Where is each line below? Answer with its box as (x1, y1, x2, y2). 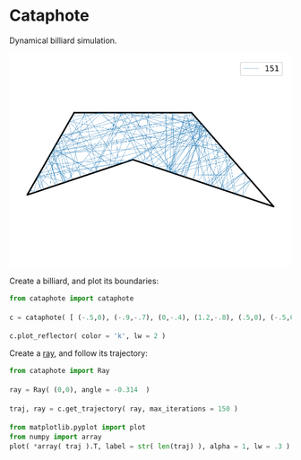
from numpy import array (9, 432, 102, 442)
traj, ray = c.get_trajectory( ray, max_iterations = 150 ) (9, 404, 239, 413)
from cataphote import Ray (9, 367, 110, 376)
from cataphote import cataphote (9, 293, 134, 303)
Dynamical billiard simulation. (9, 35, 117, 46)
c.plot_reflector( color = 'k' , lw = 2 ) (9, 332, 167, 341)
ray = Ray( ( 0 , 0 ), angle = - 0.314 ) (9, 385, 150, 395)
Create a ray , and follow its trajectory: (9, 348, 148, 359)
